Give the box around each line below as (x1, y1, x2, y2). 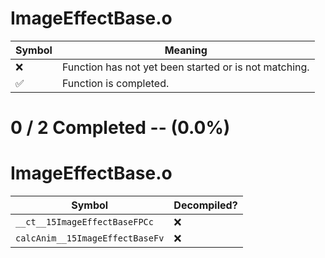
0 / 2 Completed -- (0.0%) (10, 117, 231, 139)
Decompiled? (173, 198, 238, 212)
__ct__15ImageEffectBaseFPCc (15, 217, 154, 228)
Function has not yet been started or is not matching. (61, 60, 310, 74)
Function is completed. (61, 76, 170, 90)
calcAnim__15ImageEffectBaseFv (15, 233, 165, 244)
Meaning (164, 43, 208, 57)
